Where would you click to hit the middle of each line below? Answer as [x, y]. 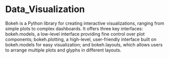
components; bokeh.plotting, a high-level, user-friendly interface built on [81, 39]
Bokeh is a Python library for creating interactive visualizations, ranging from [85, 23]
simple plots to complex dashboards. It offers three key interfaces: [74, 28]
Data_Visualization [45, 9]
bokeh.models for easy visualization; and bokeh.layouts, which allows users [84, 44]
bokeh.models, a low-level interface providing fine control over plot [75, 34]
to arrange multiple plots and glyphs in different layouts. [63, 50]
